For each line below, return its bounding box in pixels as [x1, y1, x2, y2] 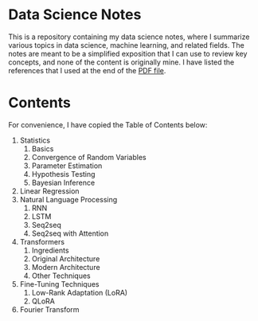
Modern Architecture [31, 262, 101, 272]
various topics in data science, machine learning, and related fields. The [8, 40, 244, 49]
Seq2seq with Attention [31, 229, 109, 238]
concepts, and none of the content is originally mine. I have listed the [8, 57, 235, 67]
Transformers [19, 237, 65, 246]
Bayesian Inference [31, 178, 96, 187]
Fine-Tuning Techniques [19, 279, 100, 288]
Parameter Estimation [31, 161, 103, 170]
